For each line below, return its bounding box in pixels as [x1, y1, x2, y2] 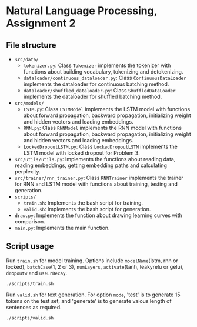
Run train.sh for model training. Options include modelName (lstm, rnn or [6, 257, 178, 264]
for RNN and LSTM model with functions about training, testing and [14, 181, 178, 188]
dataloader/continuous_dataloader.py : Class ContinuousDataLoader [23, 75, 186, 81]
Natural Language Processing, [6, 4, 158, 18]
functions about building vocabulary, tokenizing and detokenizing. [23, 68, 183, 75]
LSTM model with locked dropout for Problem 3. [23, 149, 140, 156]
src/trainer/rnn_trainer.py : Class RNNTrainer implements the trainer [14, 175, 183, 181]
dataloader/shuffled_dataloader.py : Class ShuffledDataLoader [23, 87, 176, 94]
